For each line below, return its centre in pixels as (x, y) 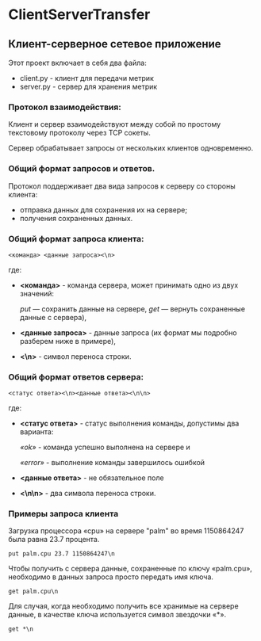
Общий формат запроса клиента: (76, 238)
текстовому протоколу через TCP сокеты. (79, 133)
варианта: (36, 432)
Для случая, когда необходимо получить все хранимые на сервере (124, 606)
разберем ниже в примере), (68, 341)
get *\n (21, 629)
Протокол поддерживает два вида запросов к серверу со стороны (122, 186)
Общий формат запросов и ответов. (82, 169)
